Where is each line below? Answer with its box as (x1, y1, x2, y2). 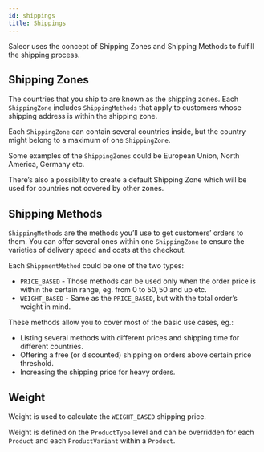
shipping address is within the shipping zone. (8, 112, 158, 121)
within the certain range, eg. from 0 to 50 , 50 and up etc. (19, 285, 207, 295)
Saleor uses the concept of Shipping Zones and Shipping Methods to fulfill (8, 41, 255, 51)
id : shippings (8, 11, 56, 20)
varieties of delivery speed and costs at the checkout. (8, 246, 186, 255)
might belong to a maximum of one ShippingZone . (8, 136, 171, 145)
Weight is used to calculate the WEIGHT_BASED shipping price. (8, 411, 207, 421)
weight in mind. (19, 302, 71, 312)
